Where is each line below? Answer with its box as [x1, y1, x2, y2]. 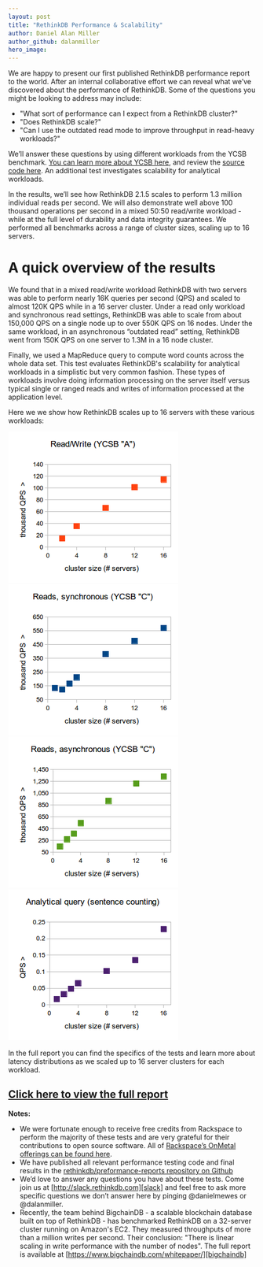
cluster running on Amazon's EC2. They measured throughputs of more [19, 1224, 251, 1234]
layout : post [8, 13, 51, 20]
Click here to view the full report [8, 1087, 169, 1102]
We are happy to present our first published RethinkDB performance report [8, 69, 250, 78]
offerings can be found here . [19, 1149, 112, 1158]
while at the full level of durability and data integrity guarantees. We [8, 215, 227, 224]
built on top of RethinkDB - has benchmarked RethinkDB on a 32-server [19, 1216, 252, 1225]
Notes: [8, 1109, 31, 1118]
